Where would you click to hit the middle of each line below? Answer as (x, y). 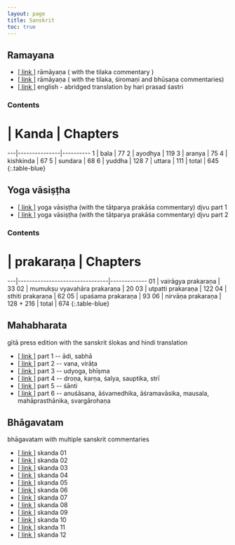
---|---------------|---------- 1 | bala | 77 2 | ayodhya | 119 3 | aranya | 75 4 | (117, 153)
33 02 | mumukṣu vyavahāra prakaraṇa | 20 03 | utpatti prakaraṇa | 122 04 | (117, 289)
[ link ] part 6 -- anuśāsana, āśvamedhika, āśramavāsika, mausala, (113, 393)
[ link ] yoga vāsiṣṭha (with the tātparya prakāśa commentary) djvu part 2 (123, 214)
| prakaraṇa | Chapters (74, 262)
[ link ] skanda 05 (42, 483)
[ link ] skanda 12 (42, 535)
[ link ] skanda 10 (42, 520)
